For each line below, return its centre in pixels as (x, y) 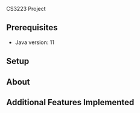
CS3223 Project (26, 9)
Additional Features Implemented (70, 102)
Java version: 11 (34, 42)
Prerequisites (32, 27)
